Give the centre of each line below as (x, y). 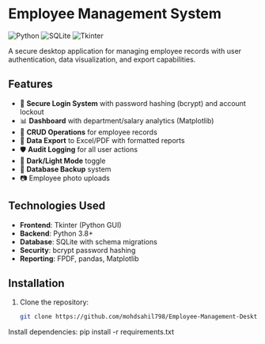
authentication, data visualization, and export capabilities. (102, 59)
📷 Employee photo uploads (65, 178)
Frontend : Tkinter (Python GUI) (70, 225)
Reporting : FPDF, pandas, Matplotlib (79, 259)
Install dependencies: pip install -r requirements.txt (91, 332)
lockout (32, 112)
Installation (36, 283)
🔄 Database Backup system (65, 169)
